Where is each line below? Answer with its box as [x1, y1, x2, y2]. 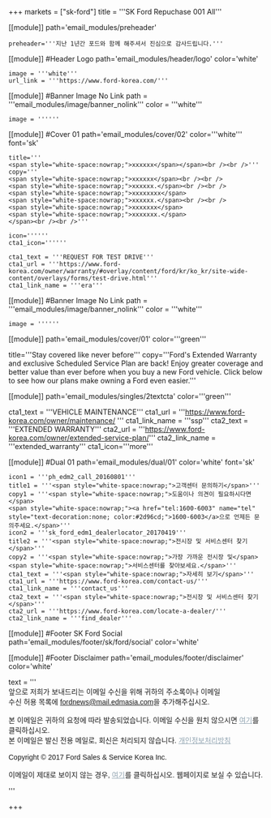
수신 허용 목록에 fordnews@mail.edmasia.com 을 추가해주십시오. [8, 697, 210, 706]
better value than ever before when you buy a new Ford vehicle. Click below [8, 367, 263, 376]
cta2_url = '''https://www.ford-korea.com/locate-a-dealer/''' [8, 607, 227, 615]
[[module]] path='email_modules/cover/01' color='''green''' [8, 334, 207, 344]
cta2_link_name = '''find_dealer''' [8, 615, 132, 623]
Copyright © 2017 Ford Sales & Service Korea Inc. [8, 753, 168, 761]
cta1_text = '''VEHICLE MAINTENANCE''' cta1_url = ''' [8, 407, 186, 417]
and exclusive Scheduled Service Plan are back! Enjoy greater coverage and [8, 358, 264, 368]
